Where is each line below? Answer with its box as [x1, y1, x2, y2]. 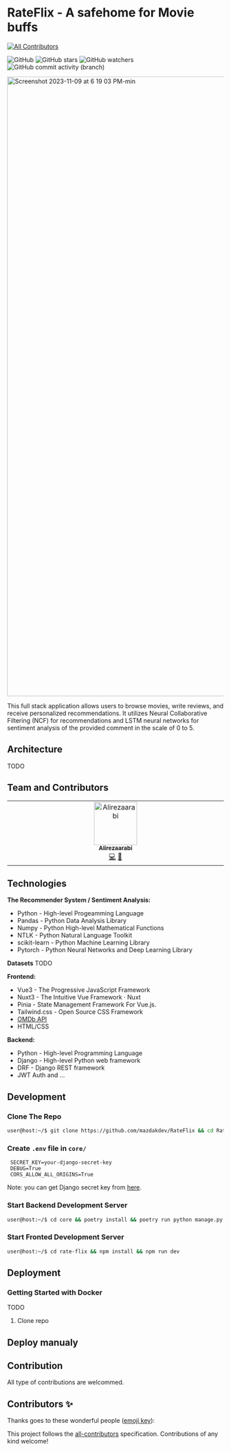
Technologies [7, 878, 67, 889]
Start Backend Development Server [7, 1200, 128, 1210]
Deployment [7, 1267, 61, 1278]
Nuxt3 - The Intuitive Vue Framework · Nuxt [16, 993, 141, 1002]
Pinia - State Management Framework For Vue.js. [16, 1000, 157, 1009]
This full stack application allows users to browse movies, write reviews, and [7, 701, 224, 710]
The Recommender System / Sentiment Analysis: [7, 896, 151, 904]
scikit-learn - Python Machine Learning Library [16, 938, 150, 947]
